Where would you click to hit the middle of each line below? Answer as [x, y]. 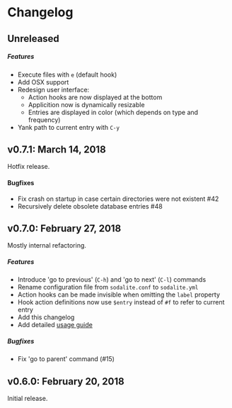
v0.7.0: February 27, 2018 [64, 228]
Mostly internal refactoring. [47, 246]
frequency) [44, 120]
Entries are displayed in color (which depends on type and [113, 112]
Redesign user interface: [53, 89]
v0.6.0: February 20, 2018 [66, 381]
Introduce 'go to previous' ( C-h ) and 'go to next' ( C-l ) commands [112, 280]
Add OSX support [43, 82]
